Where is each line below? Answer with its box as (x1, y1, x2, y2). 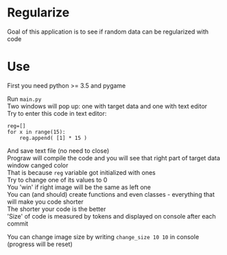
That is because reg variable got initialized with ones (7, 168, 156, 176)
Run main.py (7, 95, 42, 103)
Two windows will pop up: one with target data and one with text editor (7, 101, 208, 110)
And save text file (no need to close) (7, 146, 110, 155)
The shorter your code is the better (7, 204, 106, 213)
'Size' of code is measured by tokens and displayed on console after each (7, 212, 216, 220)
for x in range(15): (7, 128, 67, 135)
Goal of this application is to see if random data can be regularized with (7, 27, 209, 36)
